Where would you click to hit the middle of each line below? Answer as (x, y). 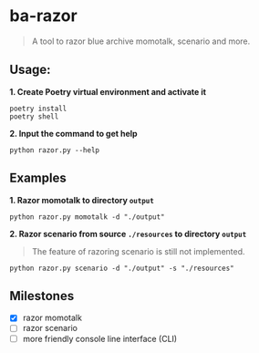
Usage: (31, 70)
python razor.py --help (55, 150)
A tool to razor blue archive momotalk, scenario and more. (141, 41)
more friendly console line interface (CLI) (100, 338)
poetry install (38, 109)
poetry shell (34, 116)
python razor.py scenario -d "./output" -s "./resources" (122, 268)
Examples (38, 178)
